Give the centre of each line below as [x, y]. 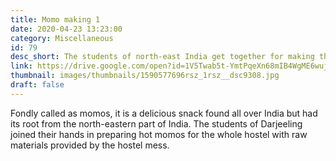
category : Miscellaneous [62, 38]
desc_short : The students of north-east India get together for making [162, 57]
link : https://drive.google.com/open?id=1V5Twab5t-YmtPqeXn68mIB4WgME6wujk [171, 66]
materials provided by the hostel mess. [90, 145]
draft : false [37, 85]
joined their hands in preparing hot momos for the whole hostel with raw [159, 134]
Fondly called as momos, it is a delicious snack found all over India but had [164, 113]
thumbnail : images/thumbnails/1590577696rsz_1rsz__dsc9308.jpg [145, 76]
